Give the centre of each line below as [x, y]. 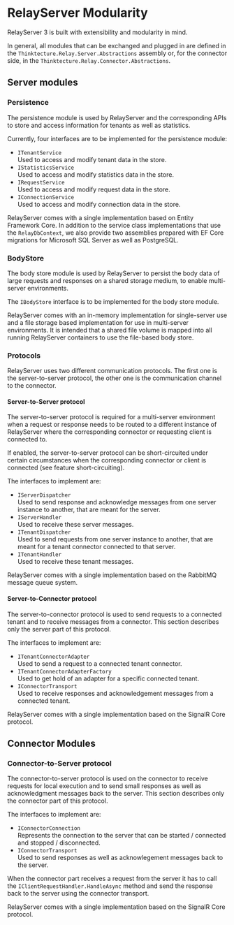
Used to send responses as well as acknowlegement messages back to [120, 858]
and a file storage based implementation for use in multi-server [98, 322]
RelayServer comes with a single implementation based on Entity [101, 217]
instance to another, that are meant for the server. [89, 510]
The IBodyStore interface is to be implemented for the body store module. [113, 301]
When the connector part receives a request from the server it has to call [112, 879]
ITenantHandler [39, 555]
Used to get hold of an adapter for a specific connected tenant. [108, 678]
